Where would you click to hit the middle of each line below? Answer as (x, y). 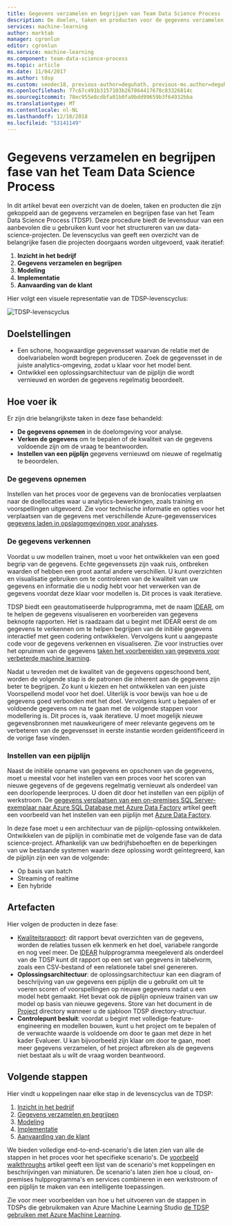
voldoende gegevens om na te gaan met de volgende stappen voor (103, 708)
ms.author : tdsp (30, 78)
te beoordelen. (38, 461)
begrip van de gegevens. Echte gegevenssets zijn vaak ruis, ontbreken (108, 564)
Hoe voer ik (32, 402)
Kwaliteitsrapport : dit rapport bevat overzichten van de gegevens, (110, 937)
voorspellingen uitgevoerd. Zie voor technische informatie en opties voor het (116, 509)
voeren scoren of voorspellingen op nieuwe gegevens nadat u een (112, 989)
